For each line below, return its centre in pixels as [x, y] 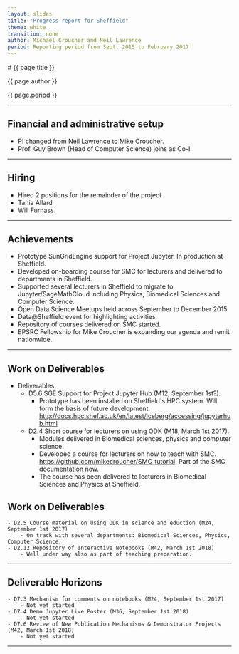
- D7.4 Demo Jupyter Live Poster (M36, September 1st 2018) [99, 611]
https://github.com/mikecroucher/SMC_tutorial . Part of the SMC [132, 462]
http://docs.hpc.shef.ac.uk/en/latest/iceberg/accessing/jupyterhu [135, 416]
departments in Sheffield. [55, 279]
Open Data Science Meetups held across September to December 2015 [122, 309]
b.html [48, 424]
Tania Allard [35, 202]
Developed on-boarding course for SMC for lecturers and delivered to [120, 271]
